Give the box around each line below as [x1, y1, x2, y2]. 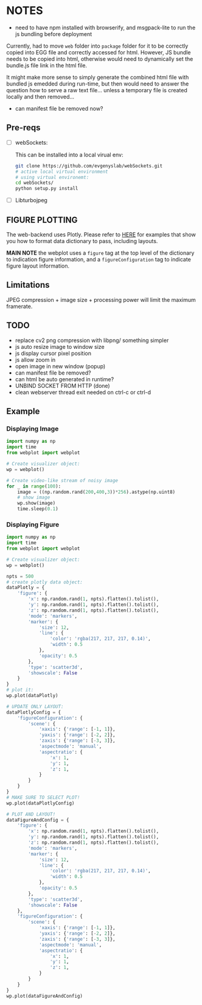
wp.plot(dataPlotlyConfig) [6, 800, 75, 806]
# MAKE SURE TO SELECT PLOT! [6, 794, 80, 800]
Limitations [6, 280, 50, 290]
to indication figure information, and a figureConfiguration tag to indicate [6, 256, 192, 263]
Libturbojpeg [15, 197, 47, 204]
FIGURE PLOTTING [6, 214, 78, 225]
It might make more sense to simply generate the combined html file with [6, 73, 189, 81]
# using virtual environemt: [15, 174, 89, 180]
